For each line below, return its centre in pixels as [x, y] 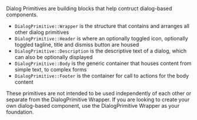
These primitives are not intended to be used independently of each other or [99, 93]
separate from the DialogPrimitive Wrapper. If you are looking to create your [98, 100]
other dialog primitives [42, 32]
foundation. [20, 112]
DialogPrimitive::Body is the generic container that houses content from [103, 63]
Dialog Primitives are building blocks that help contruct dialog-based [89, 8]
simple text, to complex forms [51, 69]
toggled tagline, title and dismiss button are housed [77, 44]
